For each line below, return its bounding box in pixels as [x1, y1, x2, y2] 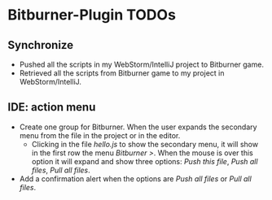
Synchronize [7, 38, 74, 52]
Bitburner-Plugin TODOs [7, 6, 177, 24]
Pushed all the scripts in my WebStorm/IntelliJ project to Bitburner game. [19, 59, 264, 69]
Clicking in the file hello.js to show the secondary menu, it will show [31, 139, 258, 149]
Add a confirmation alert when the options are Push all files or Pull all [19, 173, 252, 184]
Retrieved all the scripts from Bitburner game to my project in [19, 68, 225, 78]
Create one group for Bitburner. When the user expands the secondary [19, 122, 257, 132]
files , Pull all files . [31, 165, 90, 175]
